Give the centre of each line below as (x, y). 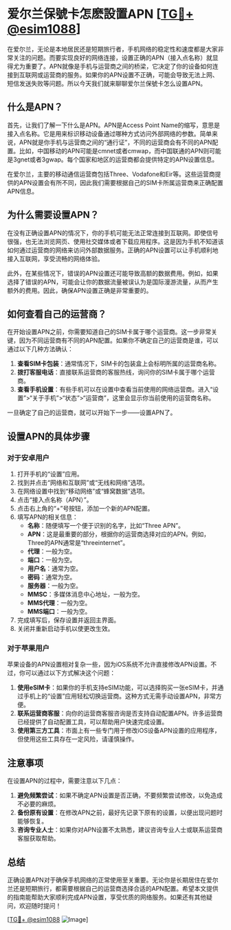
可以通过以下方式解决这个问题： (70, 673)
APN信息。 (23, 191)
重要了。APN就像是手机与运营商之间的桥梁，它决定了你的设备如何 (119, 66)
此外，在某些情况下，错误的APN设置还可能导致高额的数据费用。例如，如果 (113, 273)
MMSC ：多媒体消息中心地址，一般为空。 (86, 595)
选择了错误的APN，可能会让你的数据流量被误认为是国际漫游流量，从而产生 (113, 282)
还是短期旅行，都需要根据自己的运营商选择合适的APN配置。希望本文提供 (115, 888)
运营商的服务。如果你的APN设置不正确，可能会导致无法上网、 (131, 75)
